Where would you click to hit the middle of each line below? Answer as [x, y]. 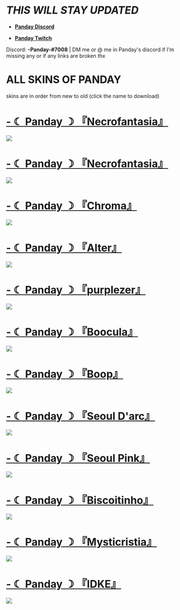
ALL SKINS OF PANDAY [64, 80]
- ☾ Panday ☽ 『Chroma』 [71, 206]
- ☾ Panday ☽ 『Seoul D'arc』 [81, 416]
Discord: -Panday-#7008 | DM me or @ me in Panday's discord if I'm [90, 49]
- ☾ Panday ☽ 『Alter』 [64, 248]
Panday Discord [34, 27]
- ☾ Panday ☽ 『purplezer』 [76, 290]
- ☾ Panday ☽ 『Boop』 [65, 374]
